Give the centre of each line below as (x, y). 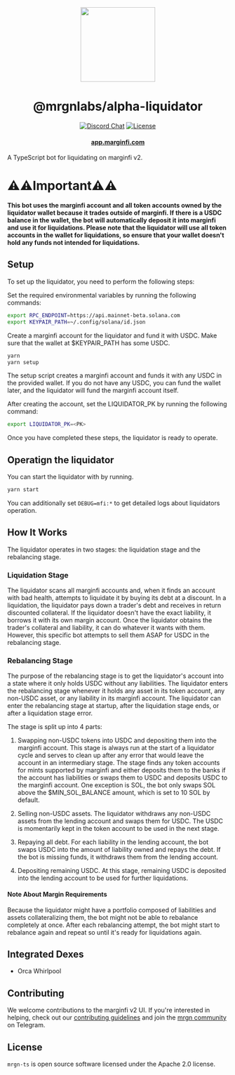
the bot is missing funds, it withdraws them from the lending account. (118, 857)
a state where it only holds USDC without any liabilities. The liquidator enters (117, 683)
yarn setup (23, 362)
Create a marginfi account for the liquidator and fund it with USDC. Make (112, 335)
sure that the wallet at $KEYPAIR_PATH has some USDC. (89, 342)
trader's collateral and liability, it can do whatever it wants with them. (106, 628)
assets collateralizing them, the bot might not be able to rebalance (103, 917)
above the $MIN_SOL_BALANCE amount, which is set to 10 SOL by (114, 793)
